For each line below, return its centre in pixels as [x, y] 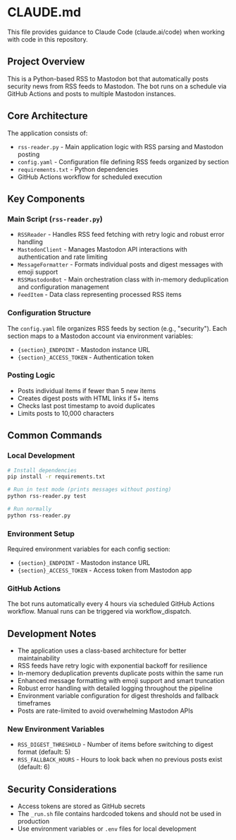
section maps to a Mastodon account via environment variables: [100, 336]
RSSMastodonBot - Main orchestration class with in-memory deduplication [123, 279]
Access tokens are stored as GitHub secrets [81, 806]
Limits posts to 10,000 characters [66, 413]
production [33, 822]
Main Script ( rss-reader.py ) [55, 218]
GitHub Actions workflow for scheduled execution [90, 177]
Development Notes [52, 634]
